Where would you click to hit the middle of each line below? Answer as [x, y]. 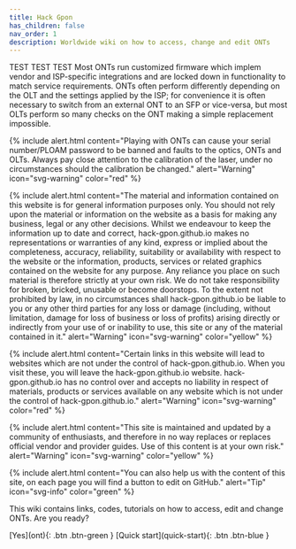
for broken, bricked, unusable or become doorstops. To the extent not [136, 290]
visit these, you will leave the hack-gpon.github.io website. [116, 373]
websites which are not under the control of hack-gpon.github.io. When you [147, 363]
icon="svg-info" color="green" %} [72, 491]
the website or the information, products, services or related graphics [136, 261]
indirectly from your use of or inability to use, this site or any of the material [146, 328]
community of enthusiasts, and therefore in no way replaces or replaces [140, 437]
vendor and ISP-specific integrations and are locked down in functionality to [148, 77]
